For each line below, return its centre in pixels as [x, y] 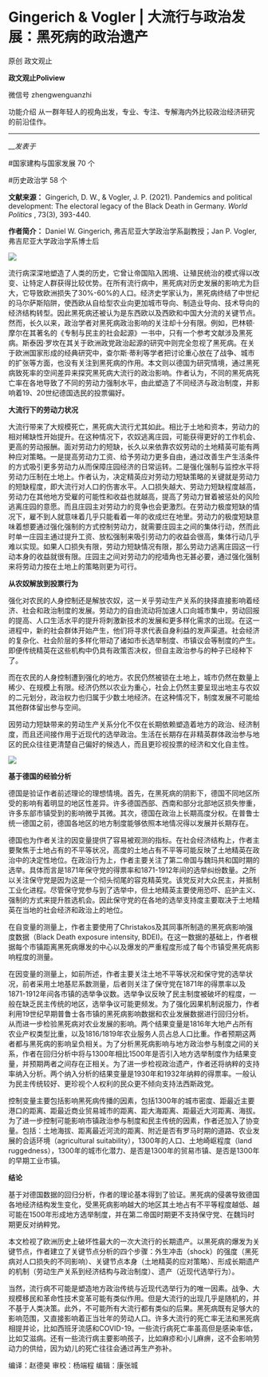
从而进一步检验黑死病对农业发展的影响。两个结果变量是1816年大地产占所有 [131, 1023]
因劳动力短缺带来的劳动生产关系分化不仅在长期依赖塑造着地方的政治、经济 [130, 724]
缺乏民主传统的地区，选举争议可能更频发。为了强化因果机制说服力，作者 [141, 1003]
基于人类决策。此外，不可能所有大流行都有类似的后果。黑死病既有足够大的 [137, 1308]
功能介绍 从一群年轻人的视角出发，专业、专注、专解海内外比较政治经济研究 [132, 111]
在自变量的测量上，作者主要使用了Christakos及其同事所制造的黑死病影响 [127, 927]
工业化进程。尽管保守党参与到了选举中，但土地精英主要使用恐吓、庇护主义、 [134, 890]
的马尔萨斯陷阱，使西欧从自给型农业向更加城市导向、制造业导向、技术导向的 [134, 303]
